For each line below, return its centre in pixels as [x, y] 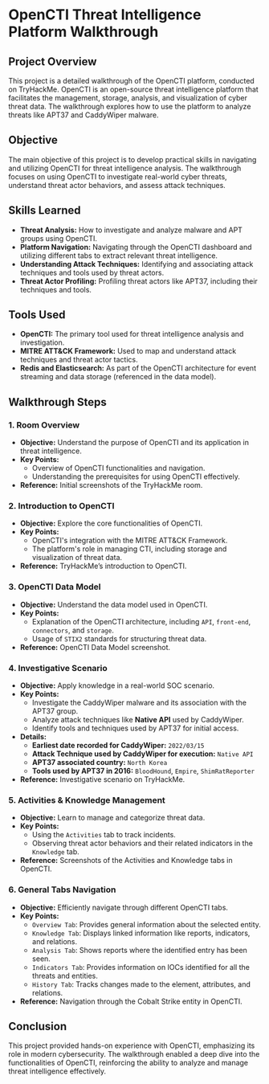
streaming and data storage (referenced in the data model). [118, 377]
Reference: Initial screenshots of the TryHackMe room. [111, 485]
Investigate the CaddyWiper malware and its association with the [139, 703]
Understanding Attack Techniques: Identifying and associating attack [137, 264]
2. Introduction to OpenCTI [61, 506]
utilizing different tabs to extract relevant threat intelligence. [119, 256]
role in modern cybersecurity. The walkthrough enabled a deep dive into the [134, 1054]
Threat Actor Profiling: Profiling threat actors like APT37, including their [139, 281]
